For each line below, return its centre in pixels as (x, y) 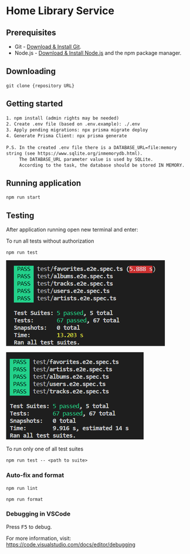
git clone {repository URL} (40, 86)
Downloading (31, 72)
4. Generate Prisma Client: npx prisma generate (67, 136)
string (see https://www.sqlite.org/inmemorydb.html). (74, 153)
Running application (44, 183)
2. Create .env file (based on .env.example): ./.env (73, 124)
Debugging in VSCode (38, 514)
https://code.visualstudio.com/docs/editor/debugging (71, 544)
